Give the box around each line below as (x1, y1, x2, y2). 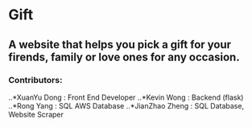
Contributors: (8, 74, 63, 85)
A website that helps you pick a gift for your (8, 38, 232, 51)
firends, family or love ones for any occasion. (8, 50, 240, 63)
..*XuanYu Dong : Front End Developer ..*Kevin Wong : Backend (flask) (8, 92, 244, 102)
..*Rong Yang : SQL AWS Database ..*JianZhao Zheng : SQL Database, (8, 100, 244, 110)
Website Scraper (8, 109, 64, 119)
